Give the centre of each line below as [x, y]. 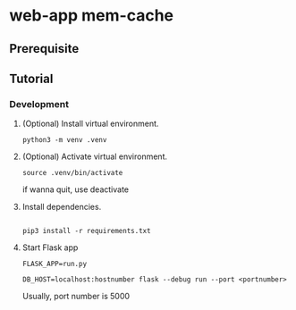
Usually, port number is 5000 [76, 297]
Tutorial [31, 78]
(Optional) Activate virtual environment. [95, 156]
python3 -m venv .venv [64, 140]
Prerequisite [44, 49]
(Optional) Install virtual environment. [90, 124]
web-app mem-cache [92, 16]
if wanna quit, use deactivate [76, 189]
